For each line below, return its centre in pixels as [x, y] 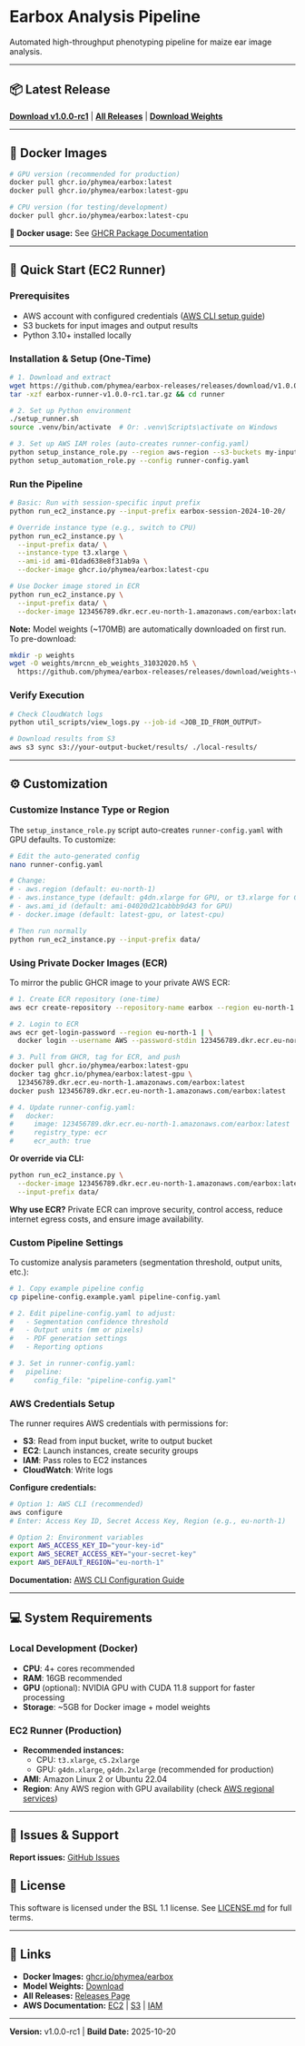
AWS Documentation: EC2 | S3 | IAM [93, 2005]
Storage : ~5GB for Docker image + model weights [116, 1707]
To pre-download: [43, 638]
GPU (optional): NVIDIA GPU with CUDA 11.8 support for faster [139, 1687]
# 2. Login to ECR [44, 1024]
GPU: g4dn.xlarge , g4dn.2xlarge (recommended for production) [155, 1770]
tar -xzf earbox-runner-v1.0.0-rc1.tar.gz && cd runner [117, 394]
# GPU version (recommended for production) [95, 174]
